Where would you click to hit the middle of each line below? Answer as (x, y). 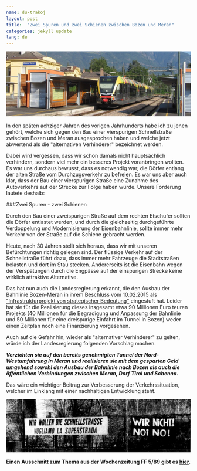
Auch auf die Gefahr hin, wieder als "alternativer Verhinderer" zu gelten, (93, 337)
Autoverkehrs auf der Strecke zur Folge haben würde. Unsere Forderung (94, 187)
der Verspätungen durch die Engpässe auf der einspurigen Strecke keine (94, 271)
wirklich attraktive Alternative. (42, 277)
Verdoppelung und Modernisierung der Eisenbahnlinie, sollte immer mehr (95, 228)
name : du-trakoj (26, 12)
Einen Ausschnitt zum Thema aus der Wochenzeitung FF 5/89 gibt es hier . (98, 462)
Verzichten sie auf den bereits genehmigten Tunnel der (75, 355)
